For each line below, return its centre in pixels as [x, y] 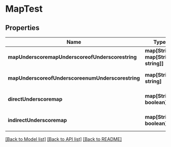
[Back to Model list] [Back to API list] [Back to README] [64, 139]
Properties [22, 28]
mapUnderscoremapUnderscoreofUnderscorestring [72, 57]
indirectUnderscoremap [37, 120]
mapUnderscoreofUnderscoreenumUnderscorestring [74, 78]
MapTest [24, 9]
